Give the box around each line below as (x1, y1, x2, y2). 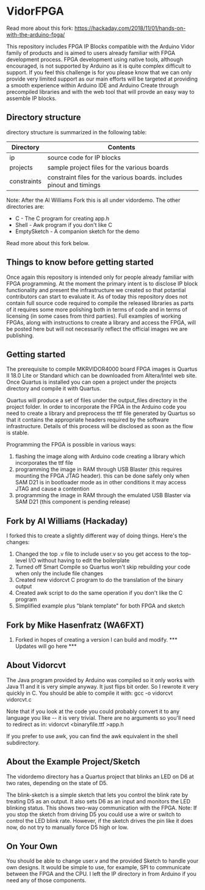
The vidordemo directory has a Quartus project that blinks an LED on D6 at (6, 773, 194, 780)
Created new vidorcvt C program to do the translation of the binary (15, 576, 184, 584)
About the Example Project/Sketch (6, 756, 140, 767)
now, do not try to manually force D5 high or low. (6, 824, 129, 831)
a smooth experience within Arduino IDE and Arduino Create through (6, 81, 179, 89)
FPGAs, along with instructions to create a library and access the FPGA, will (6, 318, 196, 326)
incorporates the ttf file (15, 459, 73, 467)
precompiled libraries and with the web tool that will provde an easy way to (6, 88, 195, 95)
